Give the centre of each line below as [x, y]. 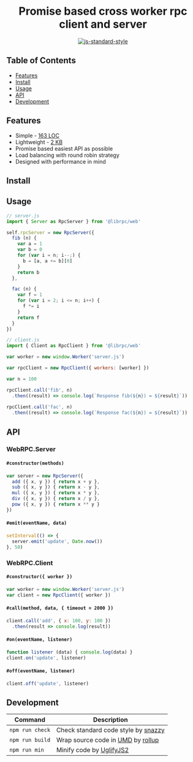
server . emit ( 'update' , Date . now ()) [57, 541]
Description [110, 720]
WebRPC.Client [30, 563]
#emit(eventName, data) [37, 523]
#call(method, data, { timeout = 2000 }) [60, 608]
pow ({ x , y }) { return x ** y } [56, 505]
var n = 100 [21, 379]
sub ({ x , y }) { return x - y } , [56, 487]
